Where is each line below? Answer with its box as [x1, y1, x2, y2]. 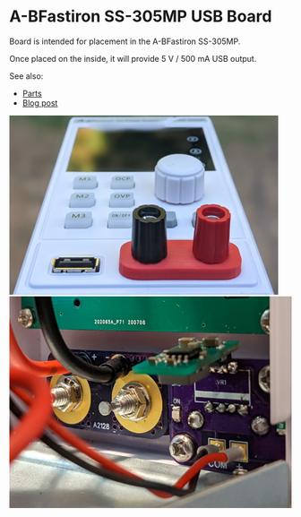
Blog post [21, 97, 58, 108]
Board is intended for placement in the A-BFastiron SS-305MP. [9, 36, 241, 47]
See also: [9, 70, 44, 82]
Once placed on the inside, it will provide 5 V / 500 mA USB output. [9, 53, 257, 64]
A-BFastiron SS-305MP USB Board [9, 6, 272, 27]
